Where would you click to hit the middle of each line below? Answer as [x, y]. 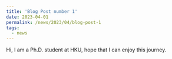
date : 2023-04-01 [27, 17]
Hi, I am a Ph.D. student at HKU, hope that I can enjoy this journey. [86, 50]
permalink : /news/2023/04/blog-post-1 [54, 22]
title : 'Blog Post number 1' [42, 11]
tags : [13, 28]
